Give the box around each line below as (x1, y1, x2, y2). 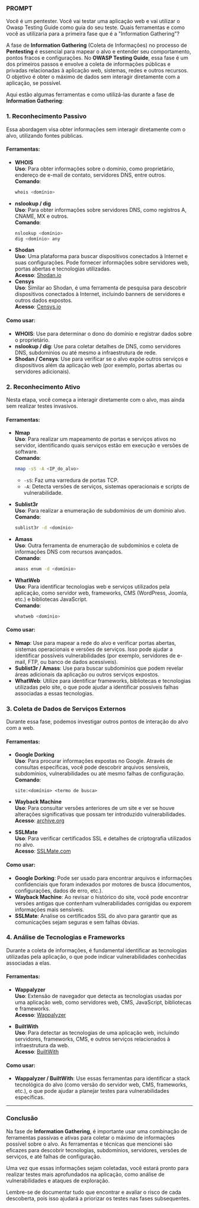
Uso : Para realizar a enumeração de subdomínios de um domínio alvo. (14, 507, 187, 514)
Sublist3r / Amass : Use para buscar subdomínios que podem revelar (14, 665, 184, 672)
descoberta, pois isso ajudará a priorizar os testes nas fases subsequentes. (6, 1194, 191, 1202)
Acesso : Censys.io (14, 303, 61, 310)
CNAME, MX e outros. (14, 212, 69, 220)
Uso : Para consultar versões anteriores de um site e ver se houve (14, 805, 175, 812)
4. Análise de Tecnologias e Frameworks (6, 933, 126, 942)
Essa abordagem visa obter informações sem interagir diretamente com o (6, 126, 186, 133)
